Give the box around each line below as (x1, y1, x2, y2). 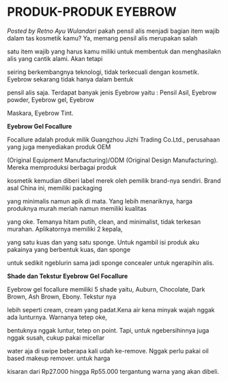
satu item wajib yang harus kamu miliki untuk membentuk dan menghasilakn (7, 47, 222, 55)
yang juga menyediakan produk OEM (7, 142, 111, 151)
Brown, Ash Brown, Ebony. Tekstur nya (7, 292, 116, 301)
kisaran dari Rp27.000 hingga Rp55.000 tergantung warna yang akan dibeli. (7, 367, 220, 375)
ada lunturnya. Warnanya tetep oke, (7, 313, 108, 321)
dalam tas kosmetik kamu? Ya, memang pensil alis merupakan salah (7, 34, 198, 42)
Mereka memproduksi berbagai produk (7, 163, 117, 171)
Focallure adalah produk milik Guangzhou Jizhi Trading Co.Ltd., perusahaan (7, 135, 220, 144)
